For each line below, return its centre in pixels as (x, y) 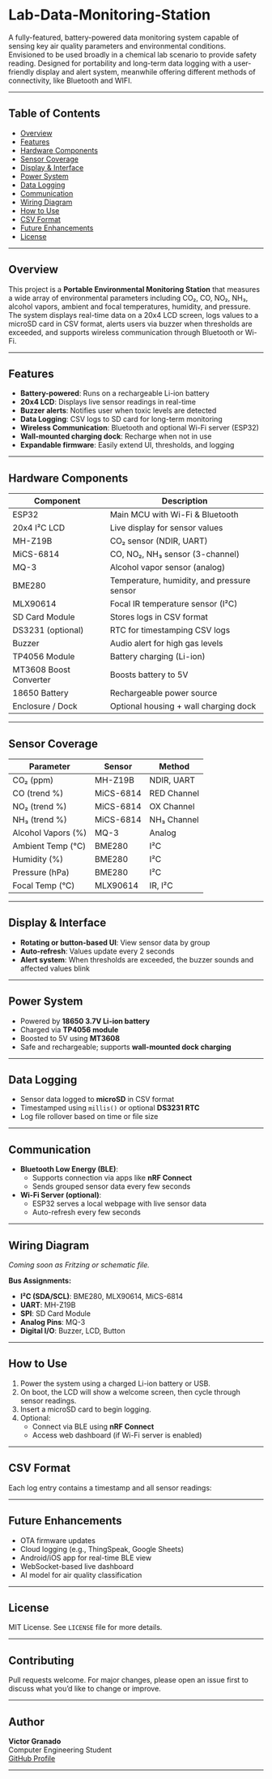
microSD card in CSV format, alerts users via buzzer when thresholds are (130, 324)
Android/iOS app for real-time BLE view (86, 1558)
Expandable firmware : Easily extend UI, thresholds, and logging (127, 445)
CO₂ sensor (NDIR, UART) (159, 541)
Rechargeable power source (164, 693)
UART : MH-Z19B (48, 1305)
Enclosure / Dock (45, 706)
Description (185, 501)
